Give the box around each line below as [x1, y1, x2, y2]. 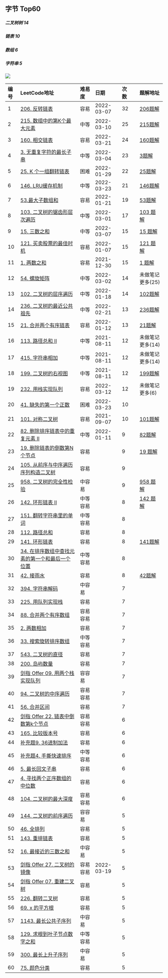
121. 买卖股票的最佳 [20, 240, 68, 247]
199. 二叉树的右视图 [20, 370, 68, 377]
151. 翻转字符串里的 [20, 512, 68, 519]
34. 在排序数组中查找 [20, 548, 70, 555]
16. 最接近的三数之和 [20, 848, 70, 855]
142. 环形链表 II [20, 499, 57, 506]
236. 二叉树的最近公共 [20, 302, 73, 309]
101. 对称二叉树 [20, 416, 58, 423]
